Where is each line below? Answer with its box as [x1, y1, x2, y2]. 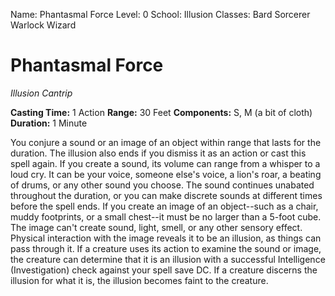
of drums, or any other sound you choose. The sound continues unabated [10, 179, 315, 191]
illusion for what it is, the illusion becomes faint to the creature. [10, 274, 269, 286]
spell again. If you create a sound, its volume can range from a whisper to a [10, 157, 321, 169]
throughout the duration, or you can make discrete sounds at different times [10, 189, 323, 201]
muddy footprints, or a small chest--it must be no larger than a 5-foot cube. [10, 210, 322, 223]
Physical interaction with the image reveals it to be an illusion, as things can [10, 232, 322, 244]
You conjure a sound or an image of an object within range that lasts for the [10, 136, 322, 148]
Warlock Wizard [10, 19, 77, 31]
